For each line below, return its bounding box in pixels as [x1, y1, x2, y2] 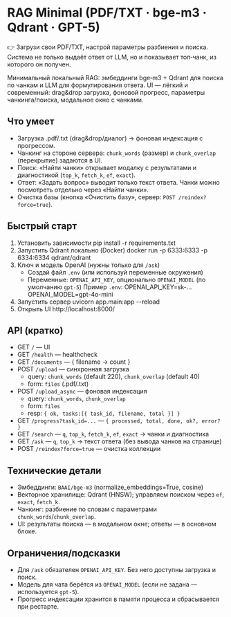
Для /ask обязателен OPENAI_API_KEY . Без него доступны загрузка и [17, 566, 216, 573]
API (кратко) [7, 324, 64, 336]
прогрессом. [17, 141, 56, 149]
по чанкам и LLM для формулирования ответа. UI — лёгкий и [7, 81, 189, 89]
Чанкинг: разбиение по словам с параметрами [17, 505, 158, 513]
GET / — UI [17, 343, 50, 351]
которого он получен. [7, 60, 71, 68]
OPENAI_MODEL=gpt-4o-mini [27, 290, 113, 298]
